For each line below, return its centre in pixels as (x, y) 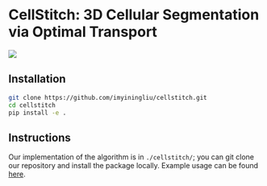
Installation (37, 79)
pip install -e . (38, 113)
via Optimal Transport (83, 32)
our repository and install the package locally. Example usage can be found (133, 166)
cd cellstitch (32, 105)
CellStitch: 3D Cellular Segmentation (134, 15)
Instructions (40, 137)
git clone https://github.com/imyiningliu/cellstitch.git (108, 97)
